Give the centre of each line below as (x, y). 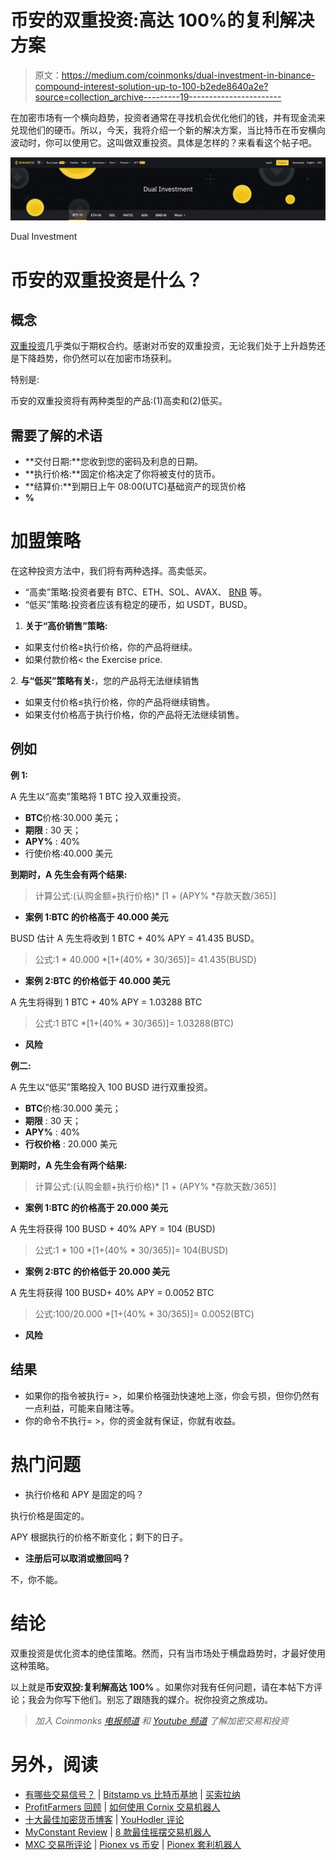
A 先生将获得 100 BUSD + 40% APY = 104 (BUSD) (113, 1228)
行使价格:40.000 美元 (68, 853)
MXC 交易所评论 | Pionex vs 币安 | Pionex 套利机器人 (133, 1844)
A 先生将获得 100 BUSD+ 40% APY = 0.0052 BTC (112, 1292)
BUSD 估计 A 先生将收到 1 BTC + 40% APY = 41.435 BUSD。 (135, 938)
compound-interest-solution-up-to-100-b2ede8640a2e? (151, 86)
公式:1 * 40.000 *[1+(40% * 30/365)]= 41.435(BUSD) (145, 959)
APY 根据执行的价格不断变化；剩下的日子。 (99, 1537)
